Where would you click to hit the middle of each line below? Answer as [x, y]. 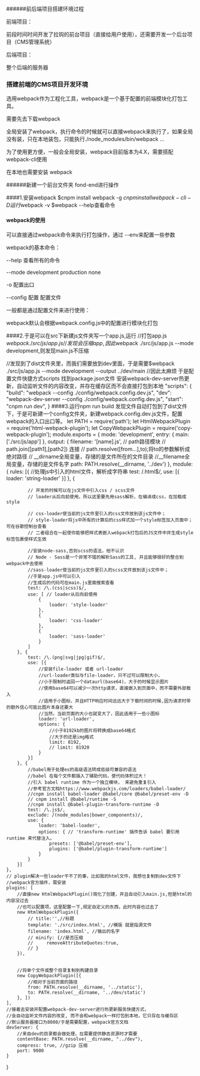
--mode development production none [54, 272]
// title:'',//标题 [51, 918]
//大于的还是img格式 [71, 737]
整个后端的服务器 [27, 67]
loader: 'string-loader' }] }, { [40, 478]
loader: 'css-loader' [76, 620]
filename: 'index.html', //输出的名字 [74, 931]
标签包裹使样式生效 [26, 539]
